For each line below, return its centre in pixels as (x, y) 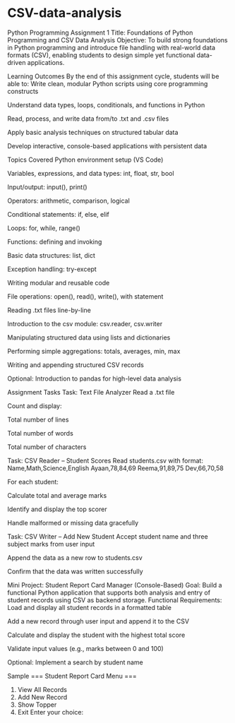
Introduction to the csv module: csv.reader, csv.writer (85, 323)
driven (17, 62)
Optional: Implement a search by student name (75, 662)
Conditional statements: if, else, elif (58, 214)
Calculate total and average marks (57, 495)
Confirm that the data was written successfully (75, 571)
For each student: (33, 482)
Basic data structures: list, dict (51, 255)
